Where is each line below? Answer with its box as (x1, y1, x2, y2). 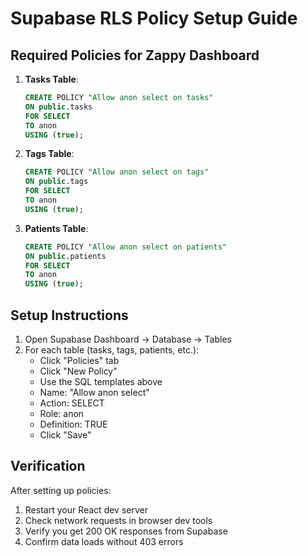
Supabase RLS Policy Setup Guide (10, 7, 298, 30)
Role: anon (39, 407, 85, 419)
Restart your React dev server (24, 503, 148, 516)
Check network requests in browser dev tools (24, 514, 213, 526)
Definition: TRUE (39, 418, 108, 430)
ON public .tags (24, 177, 89, 187)
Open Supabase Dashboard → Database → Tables (24, 333, 232, 345)
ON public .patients (24, 251, 107, 261)
